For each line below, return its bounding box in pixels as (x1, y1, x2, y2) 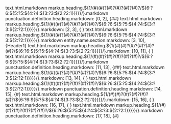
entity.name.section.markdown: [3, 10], (63, 37, 146, 43)
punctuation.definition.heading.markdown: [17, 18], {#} (5, 113, 119, 119)
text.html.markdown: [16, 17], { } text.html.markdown (5, 102, 115, 108)
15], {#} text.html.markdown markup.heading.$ (5, 91, 104, 97)
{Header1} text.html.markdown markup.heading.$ (5, 43, 110, 48)
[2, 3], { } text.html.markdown (65, 26, 128, 33)
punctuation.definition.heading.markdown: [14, (63, 86, 162, 91)
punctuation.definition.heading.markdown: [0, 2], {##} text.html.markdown (5, 16, 162, 21)
